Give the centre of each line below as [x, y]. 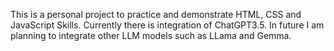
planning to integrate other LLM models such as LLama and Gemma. [151, 35]
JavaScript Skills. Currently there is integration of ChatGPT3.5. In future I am [167, 25]
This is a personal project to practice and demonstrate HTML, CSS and [156, 14]
